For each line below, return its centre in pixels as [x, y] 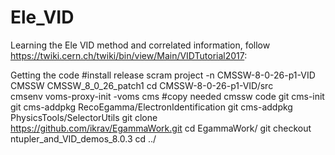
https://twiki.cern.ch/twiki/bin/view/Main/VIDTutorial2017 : [129, 55]
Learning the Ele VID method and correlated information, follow [140, 45]
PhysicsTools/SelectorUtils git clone [84, 117]
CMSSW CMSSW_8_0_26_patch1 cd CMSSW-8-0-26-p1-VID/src [142, 85]
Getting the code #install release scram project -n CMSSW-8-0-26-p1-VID [163, 75]
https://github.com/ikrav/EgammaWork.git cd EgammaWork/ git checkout [161, 128]
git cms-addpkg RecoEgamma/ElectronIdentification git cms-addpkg [151, 107]
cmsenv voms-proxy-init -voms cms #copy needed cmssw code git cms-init [167, 96]
